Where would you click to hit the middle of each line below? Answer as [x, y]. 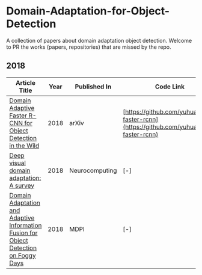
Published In [93, 87]
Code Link [170, 87]
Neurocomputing [93, 170]
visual [17, 162]
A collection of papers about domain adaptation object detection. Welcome [99, 40]
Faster [18, 116]
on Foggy [23, 255]
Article [26, 82]
